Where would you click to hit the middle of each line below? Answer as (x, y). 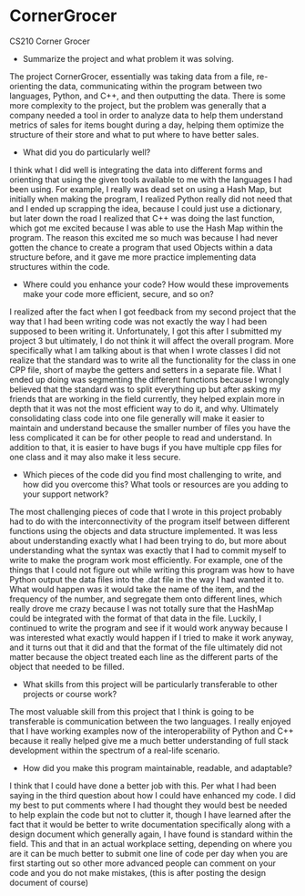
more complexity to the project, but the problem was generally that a (138, 105)
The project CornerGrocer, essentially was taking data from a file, (132, 76)
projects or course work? (70, 694)
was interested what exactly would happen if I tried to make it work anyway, (152, 637)
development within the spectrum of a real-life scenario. (115, 750)
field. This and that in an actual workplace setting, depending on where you (151, 843)
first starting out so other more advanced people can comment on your (142, 863)
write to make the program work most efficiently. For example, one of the (147, 560)
